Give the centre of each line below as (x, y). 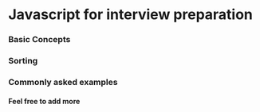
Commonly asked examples (63, 82)
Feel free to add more (44, 101)
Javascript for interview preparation (131, 15)
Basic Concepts (39, 40)
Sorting (23, 61)
